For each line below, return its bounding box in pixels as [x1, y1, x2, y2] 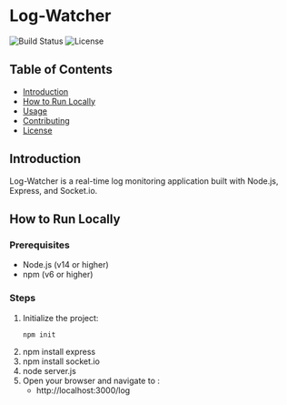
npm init [22, 329, 56, 339]
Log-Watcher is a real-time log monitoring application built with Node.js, [9, 175, 279, 187]
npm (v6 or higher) [22, 269, 94, 280]
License [22, 125, 53, 136]
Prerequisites [9, 238, 70, 251]
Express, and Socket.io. [9, 185, 98, 196]
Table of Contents [9, 62, 114, 77]
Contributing [22, 115, 70, 126]
